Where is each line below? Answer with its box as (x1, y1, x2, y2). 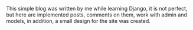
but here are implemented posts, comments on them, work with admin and (6, 11, 188, 18)
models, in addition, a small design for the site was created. (6, 18, 151, 24)
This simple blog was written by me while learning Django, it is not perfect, (6, 5, 188, 12)
